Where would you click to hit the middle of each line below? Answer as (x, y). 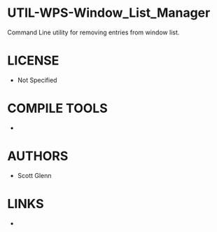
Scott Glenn (34, 175)
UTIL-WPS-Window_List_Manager (109, 13)
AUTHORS (38, 156)
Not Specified (37, 80)
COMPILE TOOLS (57, 108)
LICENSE (33, 61)
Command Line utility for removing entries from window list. (93, 32)
